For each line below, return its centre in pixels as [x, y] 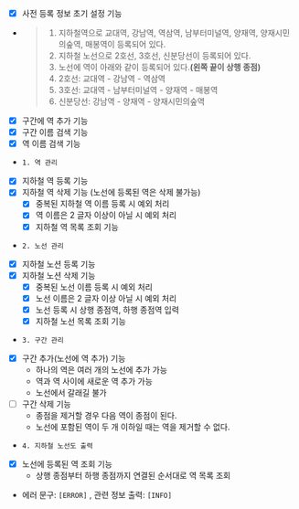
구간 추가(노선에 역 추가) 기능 [74, 358]
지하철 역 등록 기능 [55, 181]
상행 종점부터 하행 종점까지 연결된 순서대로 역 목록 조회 [133, 476]
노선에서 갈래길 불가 [71, 392]
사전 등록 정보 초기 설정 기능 [72, 13]
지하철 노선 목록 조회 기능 [81, 321]
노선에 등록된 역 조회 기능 [67, 464]
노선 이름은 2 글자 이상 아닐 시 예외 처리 [106, 298]
